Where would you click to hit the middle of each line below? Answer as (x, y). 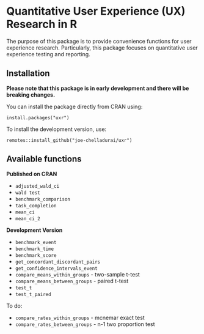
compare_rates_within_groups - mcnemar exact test (80, 317)
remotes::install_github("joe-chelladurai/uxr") (69, 140)
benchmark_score (36, 255)
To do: (14, 306)
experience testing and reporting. (48, 54)
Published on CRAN (32, 174)
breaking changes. (31, 95)
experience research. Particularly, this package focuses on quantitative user (102, 48)
